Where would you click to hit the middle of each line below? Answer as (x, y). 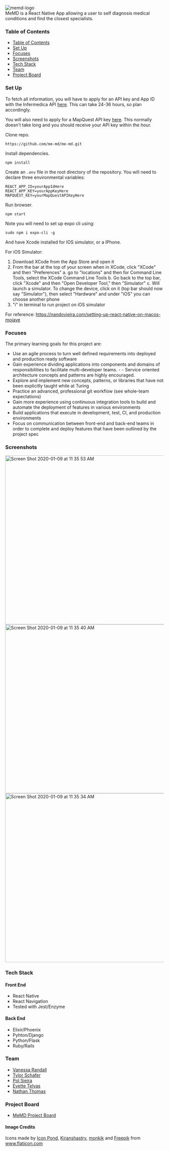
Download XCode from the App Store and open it (63, 261)
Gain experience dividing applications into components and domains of (86, 364)
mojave (13, 320)
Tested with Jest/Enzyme (39, 1007)
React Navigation (30, 1001)
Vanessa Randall (29, 1070)
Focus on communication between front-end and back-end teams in (83, 423)
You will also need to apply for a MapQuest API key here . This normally (79, 119)
